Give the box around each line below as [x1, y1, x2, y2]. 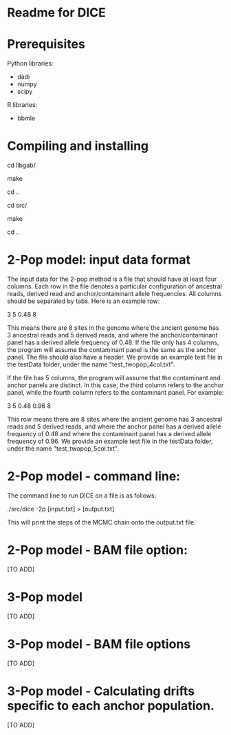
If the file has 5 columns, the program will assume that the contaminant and [7, 374, 221, 382]
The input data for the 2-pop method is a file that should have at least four [7, 275, 217, 283]
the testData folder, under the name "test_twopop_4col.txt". [7, 360, 175, 369]
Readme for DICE [7, 5, 107, 21]
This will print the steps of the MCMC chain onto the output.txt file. [7, 518, 196, 526]
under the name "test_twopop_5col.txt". [7, 444, 119, 453]
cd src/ [7, 202, 27, 210]
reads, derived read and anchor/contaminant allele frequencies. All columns [7, 290, 222, 297]
